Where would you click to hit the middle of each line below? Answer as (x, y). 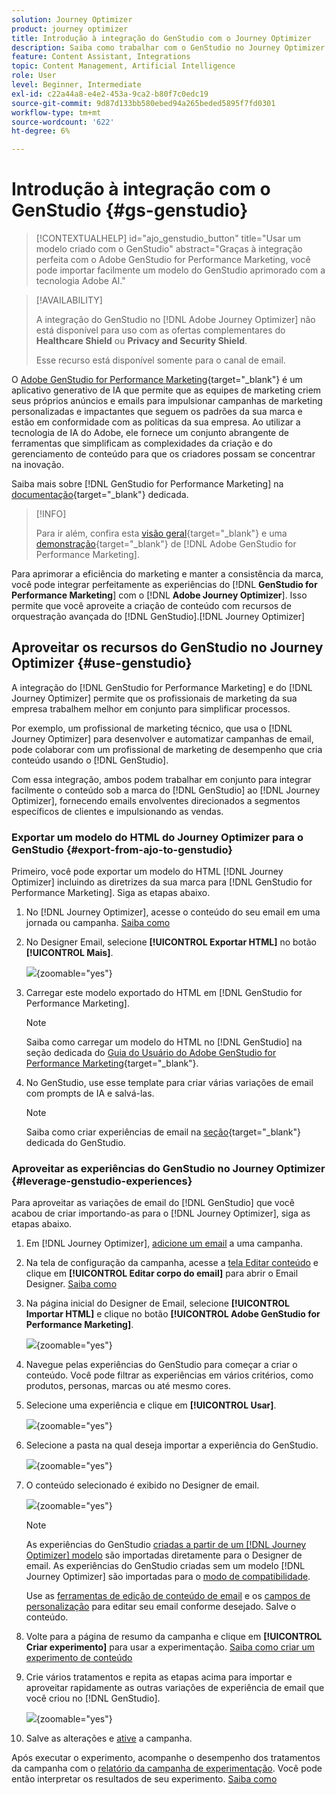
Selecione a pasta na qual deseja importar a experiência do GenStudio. (172, 1445)
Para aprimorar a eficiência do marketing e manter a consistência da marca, (167, 574)
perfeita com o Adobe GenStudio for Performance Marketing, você (173, 260)
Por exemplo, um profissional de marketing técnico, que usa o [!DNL (152, 728)
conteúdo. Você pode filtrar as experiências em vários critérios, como (169, 1375)
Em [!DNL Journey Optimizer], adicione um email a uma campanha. (164, 1243)
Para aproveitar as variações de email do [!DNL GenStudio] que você (153, 1203)
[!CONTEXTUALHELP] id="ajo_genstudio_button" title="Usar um (168, 238)
